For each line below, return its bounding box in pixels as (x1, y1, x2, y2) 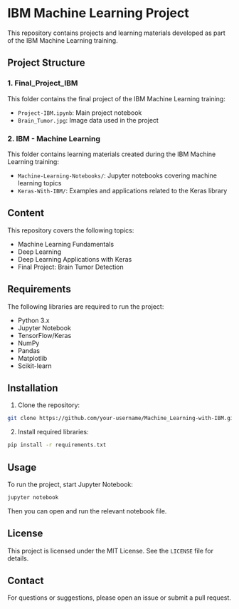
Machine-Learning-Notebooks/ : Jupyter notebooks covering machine (17, 171, 217, 180)
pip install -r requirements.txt (7, 441, 107, 449)
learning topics (17, 178, 62, 187)
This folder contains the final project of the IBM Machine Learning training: (7, 94, 225, 103)
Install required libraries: (17, 428, 89, 436)
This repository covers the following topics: (7, 226, 134, 235)
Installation (7, 382, 58, 394)
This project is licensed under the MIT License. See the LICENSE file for (7, 546, 213, 555)
